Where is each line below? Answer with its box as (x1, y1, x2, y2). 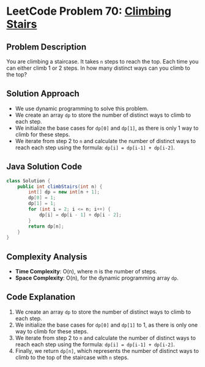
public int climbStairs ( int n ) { (17, 183, 103, 190)
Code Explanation (6, 292, 75, 302)
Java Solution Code (6, 161, 83, 172)
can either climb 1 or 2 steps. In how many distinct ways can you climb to (6, 64, 191, 72)
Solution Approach (6, 89, 80, 99)
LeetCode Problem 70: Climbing (6, 4, 171, 18)
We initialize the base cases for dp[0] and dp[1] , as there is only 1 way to (15, 124, 199, 132)
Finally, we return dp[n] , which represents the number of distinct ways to (15, 347, 199, 354)
